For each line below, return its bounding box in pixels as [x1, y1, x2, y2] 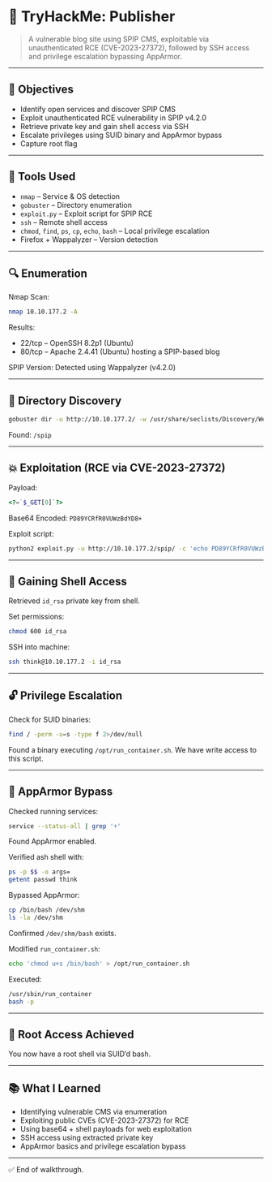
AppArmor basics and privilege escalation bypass [19, 1141, 186, 1151]
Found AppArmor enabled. [8, 836, 97, 847]
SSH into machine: [8, 642, 70, 652]
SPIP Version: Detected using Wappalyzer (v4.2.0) [8, 363, 176, 373]
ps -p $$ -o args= [8, 868, 70, 876]
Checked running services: [8, 806, 99, 816]
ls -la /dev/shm [8, 913, 63, 922]
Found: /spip [8, 429, 52, 439]
